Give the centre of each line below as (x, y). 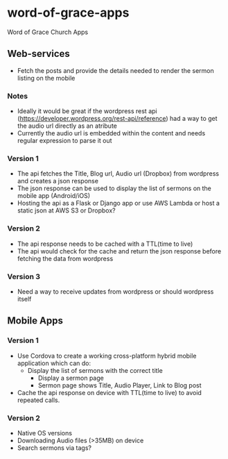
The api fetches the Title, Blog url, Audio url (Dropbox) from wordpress (118, 174)
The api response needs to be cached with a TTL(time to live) (105, 244)
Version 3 (24, 276)
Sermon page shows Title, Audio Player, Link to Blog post (120, 385)
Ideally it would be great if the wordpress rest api (87, 111)
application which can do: (54, 363)
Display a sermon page (71, 378)
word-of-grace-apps (68, 13)
